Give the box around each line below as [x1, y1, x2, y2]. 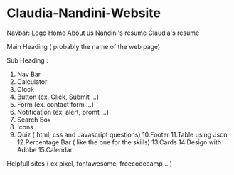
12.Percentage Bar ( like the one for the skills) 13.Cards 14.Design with [16, 137, 222, 147]
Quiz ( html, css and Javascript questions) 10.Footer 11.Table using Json [16, 130, 228, 139]
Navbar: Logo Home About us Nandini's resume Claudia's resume [6, 28, 200, 37]
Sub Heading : [6, 55, 49, 65]
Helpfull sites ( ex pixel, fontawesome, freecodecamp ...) [6, 159, 172, 168]
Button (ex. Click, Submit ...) [16, 92, 100, 101]
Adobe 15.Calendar [16, 145, 73, 154]
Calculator [16, 77, 48, 86]
